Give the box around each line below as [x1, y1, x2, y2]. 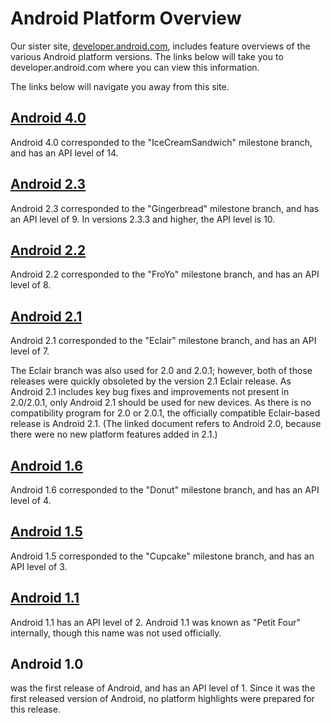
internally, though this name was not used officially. [10, 627, 222, 639]
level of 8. [10, 279, 52, 291]
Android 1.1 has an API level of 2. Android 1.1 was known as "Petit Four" [10, 616, 302, 628]
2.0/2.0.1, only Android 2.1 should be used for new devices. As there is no [10, 397, 312, 409]
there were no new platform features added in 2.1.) [10, 428, 218, 441]
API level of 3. [10, 560, 68, 572]
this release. [10, 703, 61, 716]
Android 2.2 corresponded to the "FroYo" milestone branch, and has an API [10, 268, 320, 281]
